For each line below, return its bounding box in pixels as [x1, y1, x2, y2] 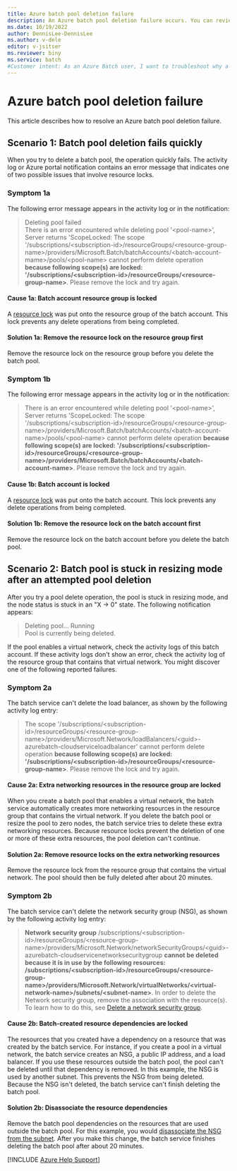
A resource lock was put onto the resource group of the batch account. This [7, 310, 229, 318]
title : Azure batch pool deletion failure [7, 10, 134, 18]
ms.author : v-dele [7, 37, 61, 44]
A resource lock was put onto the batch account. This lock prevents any [7, 495, 217, 504]
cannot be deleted [164, 950, 219, 959]
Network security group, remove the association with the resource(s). [24, 995, 227, 1004]
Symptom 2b [7, 891, 53, 901]
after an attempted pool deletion [7, 574, 152, 586]
